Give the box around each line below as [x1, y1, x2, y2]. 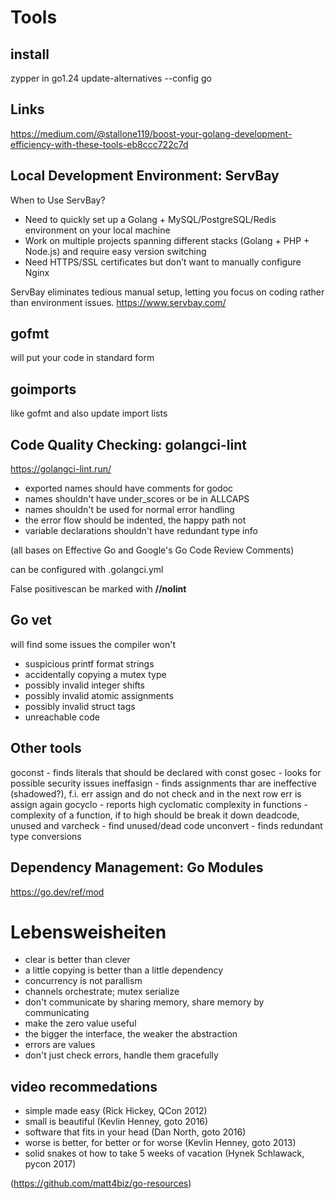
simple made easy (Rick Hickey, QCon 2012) [24, 1105, 208, 1117]
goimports [10, 381, 77, 398]
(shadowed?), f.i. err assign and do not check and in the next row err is [10, 787, 302, 800]
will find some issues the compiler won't [10, 638, 176, 650]
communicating [24, 1007, 90, 1019]
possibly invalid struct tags [24, 700, 136, 712]
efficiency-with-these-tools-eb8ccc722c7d [10, 138, 189, 150]
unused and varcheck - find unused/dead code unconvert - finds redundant [10, 819, 323, 831]
